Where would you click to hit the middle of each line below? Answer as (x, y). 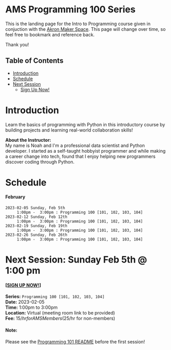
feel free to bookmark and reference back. (50, 34)
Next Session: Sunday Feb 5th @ (76, 260)
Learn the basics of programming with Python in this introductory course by (85, 124)
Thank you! (17, 44)
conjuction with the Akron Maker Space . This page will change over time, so (85, 29)
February (15, 197)
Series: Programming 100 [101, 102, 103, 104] (55, 297)
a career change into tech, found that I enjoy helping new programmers (80, 156)
